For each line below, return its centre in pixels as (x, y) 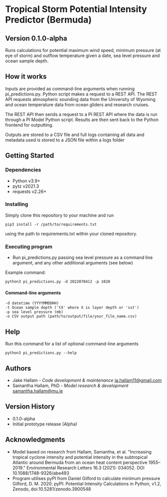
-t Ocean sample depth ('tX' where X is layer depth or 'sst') (72, 308)
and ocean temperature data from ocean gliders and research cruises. (77, 104)
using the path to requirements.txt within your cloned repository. (71, 233)
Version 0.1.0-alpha (36, 38)
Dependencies (23, 170)
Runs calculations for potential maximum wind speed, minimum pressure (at (83, 50)
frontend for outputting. (29, 125)
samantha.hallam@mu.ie (38, 390)
